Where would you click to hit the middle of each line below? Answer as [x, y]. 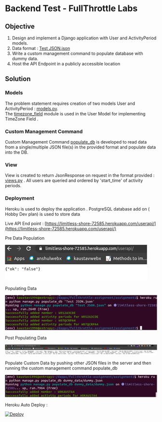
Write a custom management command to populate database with [77, 53]
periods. [13, 186]
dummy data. [25, 58]
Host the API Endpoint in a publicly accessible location [66, 64]
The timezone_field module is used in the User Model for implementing [75, 114]
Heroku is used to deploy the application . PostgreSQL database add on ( [77, 209]
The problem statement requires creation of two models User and [70, 103]
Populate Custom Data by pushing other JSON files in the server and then [78, 363]
